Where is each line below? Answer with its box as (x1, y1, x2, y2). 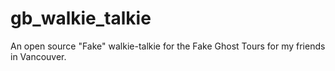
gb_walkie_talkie (10, 7, 152, 30)
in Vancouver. (10, 50, 67, 62)
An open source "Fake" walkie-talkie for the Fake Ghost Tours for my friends (10, 40, 326, 52)
